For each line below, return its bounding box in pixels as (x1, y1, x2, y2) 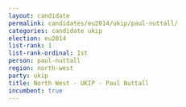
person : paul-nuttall (8, 57, 81, 65)
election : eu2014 (8, 34, 67, 43)
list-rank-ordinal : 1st (8, 49, 89, 57)
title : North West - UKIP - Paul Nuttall (8, 79, 150, 87)
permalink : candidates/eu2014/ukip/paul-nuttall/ (8, 19, 179, 27)
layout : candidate (8, 11, 70, 20)
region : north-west (8, 64, 74, 72)
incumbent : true (8, 86, 63, 95)
